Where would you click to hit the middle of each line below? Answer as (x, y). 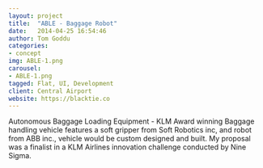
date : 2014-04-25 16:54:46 (57, 31)
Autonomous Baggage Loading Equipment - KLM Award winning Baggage (131, 121)
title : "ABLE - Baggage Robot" (63, 23)
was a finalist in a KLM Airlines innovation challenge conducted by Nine (127, 147)
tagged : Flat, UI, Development (61, 83)
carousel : (25, 69)
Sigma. (20, 156)
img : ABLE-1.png (36, 61)
